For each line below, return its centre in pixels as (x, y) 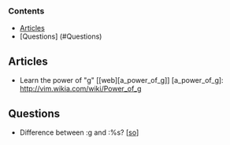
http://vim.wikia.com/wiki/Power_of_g (80, 89)
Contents (26, 11)
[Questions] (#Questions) (61, 36)
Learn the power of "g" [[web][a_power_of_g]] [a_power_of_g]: (121, 80)
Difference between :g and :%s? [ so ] (79, 132)
